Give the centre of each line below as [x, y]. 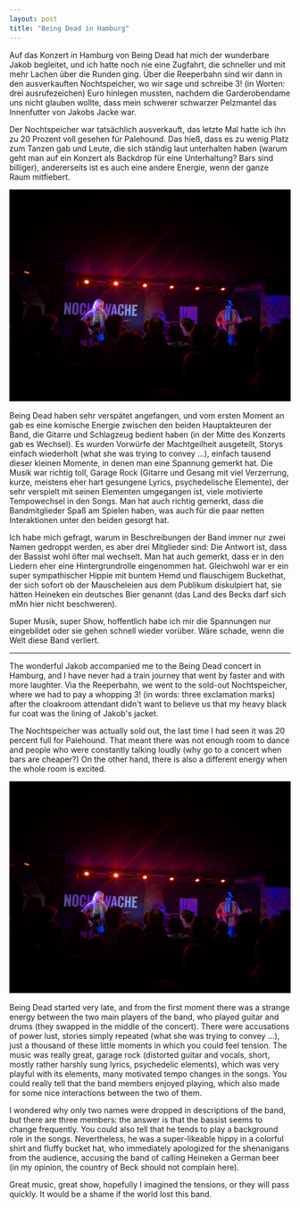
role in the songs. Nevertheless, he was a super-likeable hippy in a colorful [146, 1139]
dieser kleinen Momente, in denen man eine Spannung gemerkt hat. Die [142, 463]
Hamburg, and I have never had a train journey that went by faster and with [147, 675]
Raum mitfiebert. [40, 177]
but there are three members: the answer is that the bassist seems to [136, 1120]
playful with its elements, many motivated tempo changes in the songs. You [148, 1074]
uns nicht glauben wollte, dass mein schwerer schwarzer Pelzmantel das [143, 102]
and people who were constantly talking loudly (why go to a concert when [146, 749]
